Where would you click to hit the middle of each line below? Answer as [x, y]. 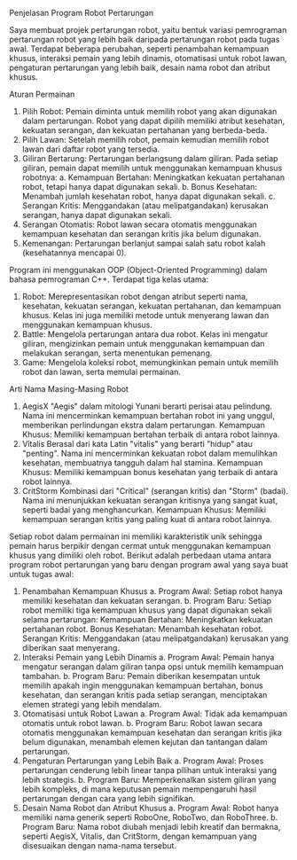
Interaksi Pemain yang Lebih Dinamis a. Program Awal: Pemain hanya [148, 657]
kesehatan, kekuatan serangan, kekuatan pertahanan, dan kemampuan [152, 306]
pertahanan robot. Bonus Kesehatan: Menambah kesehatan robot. [142, 629]
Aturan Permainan [42, 94]
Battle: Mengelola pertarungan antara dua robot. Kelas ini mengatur [145, 334]
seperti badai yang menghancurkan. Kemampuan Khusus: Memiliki [144, 510]
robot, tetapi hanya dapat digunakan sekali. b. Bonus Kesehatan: [140, 187]
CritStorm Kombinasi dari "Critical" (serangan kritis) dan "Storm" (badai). [155, 491]
